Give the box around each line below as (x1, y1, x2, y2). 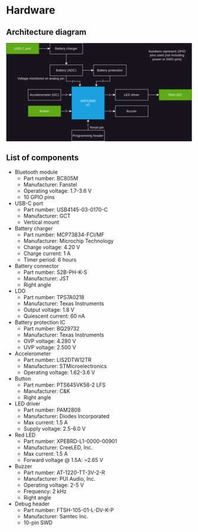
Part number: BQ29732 (23, 325, 80, 332)
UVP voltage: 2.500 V (23, 343, 77, 351)
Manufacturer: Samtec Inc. (23, 513, 88, 520)
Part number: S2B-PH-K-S (23, 269, 87, 276)
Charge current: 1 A (23, 250, 71, 257)
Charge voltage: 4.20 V (23, 243, 81, 250)
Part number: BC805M (23, 174, 78, 181)
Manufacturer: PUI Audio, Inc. (23, 475, 96, 482)
